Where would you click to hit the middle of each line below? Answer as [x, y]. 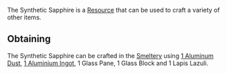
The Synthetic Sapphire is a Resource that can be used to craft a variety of [113, 10]
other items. [24, 17]
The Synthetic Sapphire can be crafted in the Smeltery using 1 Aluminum [110, 55]
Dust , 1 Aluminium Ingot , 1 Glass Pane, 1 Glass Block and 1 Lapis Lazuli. [108, 63]
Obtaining [29, 39]
